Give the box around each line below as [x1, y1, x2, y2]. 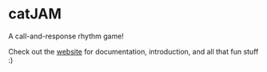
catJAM [8, 5, 62, 23]
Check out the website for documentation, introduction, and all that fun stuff [8, 46, 259, 56]
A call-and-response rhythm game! [8, 31, 124, 41]
